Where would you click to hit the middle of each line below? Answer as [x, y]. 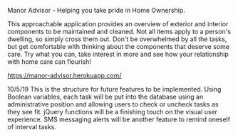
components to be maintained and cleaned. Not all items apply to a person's [119, 32]
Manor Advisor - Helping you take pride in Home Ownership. [96, 10]
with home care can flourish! [49, 62]
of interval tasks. [32, 127]
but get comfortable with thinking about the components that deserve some [119, 46]
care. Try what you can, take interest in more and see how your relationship [118, 54]
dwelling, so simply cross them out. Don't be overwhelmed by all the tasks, [117, 39]
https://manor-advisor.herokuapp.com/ [65, 75]
